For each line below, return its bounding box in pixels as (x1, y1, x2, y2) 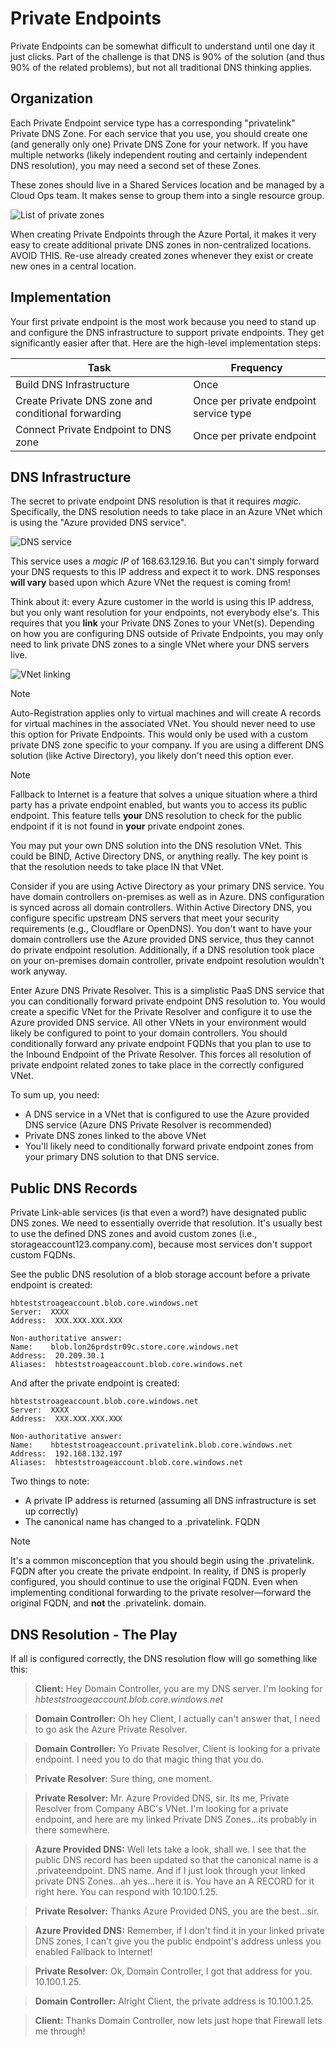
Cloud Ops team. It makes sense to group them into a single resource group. (10, 189, 325, 201)
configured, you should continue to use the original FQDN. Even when (10, 1576, 298, 1588)
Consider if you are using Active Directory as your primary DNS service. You (10, 880, 325, 892)
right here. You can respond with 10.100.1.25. (34, 1886, 218, 1897)
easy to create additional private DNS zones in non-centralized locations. (10, 238, 312, 251)
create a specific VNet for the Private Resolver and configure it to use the (10, 1006, 313, 1018)
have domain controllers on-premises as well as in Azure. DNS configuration (10, 891, 325, 903)
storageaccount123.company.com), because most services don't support (10, 1238, 313, 1251)
